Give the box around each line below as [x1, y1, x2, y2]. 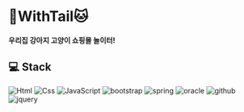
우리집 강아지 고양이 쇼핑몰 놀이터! [8, 35, 116, 45]
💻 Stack [8, 60, 52, 74]
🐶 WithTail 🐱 [8, 7, 89, 26]
